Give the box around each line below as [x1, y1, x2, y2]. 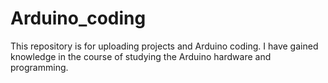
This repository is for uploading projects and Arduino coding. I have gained [10, 40, 319, 52]
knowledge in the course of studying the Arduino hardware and [10, 50, 272, 62]
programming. [10, 61, 69, 73]
